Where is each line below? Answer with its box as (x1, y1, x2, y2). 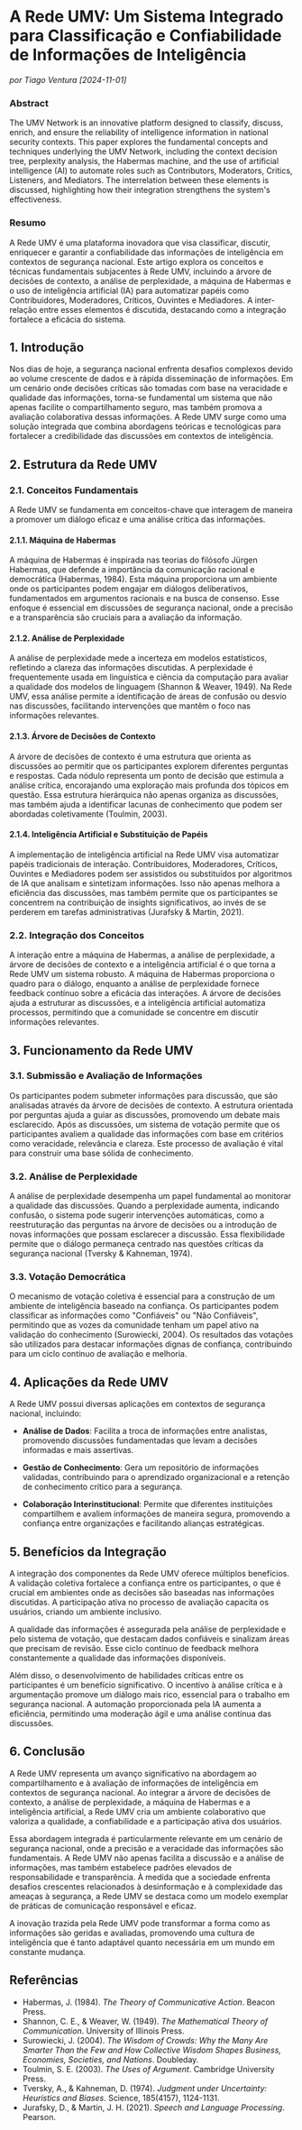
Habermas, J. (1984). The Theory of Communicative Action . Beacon (22, 1997, 276, 2007)
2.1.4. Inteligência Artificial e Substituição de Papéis (9, 829, 209, 840)
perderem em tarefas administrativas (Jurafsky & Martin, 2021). (9, 906, 245, 917)
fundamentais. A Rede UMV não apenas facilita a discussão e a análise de (9, 1852, 285, 1863)
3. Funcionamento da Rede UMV (9, 1043, 194, 1058)
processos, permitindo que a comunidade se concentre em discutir (9, 1007, 259, 1018)
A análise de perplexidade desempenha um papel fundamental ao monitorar (9, 1191, 291, 1202)
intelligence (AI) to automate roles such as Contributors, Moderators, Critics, (9, 165, 293, 177)
